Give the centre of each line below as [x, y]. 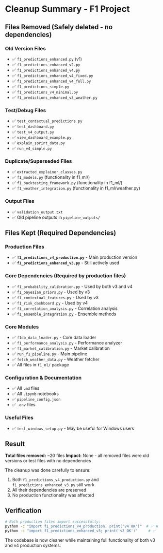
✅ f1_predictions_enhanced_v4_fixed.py [53, 75]
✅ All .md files [26, 388]
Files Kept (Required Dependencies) [61, 233]
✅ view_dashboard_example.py [42, 137]
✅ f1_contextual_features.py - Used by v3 [55, 297]
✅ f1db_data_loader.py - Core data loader [54, 338]
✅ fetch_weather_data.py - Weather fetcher [56, 360]
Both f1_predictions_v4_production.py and [55, 480]
